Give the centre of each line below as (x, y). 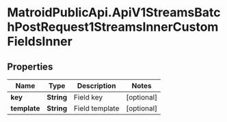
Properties (30, 66)
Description (96, 86)
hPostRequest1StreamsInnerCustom (113, 27)
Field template (97, 108)
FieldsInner (40, 42)
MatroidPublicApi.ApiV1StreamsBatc (114, 13)
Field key (89, 97)
